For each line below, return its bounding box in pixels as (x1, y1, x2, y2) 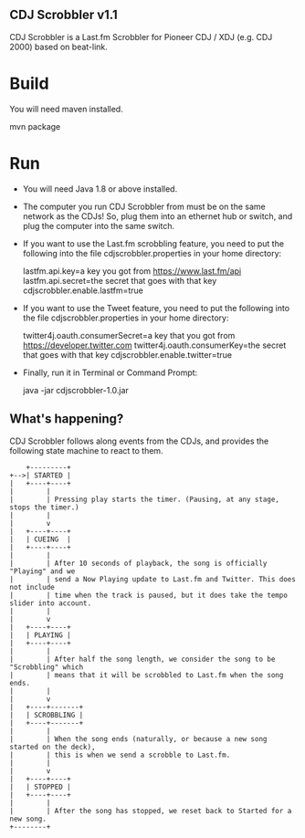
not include (9, 582, 55, 592)
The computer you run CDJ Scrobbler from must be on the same (22, 201, 267, 212)
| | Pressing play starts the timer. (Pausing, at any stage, (9, 495, 280, 504)
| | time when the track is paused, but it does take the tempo (9, 591, 288, 600)
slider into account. (9, 598, 92, 608)
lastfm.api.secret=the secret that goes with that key (22, 275, 217, 286)
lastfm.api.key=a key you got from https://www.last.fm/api (22, 265, 242, 277)
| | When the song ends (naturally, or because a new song (9, 734, 268, 743)
